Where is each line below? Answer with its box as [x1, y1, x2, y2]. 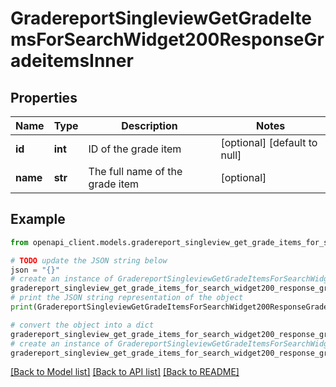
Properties [10, 89, 78, 106]
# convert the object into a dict [10, 320, 155, 330]
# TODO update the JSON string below [10, 255, 168, 266]
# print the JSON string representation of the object [10, 293, 244, 303]
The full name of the [88, 165, 183, 178]
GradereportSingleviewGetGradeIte [10, 7, 312, 30]
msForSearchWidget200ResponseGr [10, 28, 325, 51]
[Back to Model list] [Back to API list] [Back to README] [10, 366, 240, 378]
